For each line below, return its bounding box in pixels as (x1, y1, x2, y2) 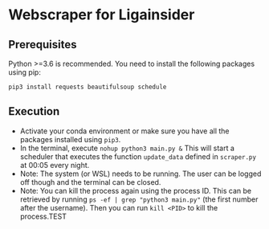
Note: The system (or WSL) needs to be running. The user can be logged (19, 169, 262, 178)
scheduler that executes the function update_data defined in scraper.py (19, 151, 257, 162)
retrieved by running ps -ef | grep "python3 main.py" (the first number (19, 194, 259, 204)
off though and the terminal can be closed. (19, 177, 161, 186)
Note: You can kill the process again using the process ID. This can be (19, 186, 251, 195)
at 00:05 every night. (19, 160, 90, 170)
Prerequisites (8, 38, 77, 51)
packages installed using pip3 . (19, 134, 121, 144)
